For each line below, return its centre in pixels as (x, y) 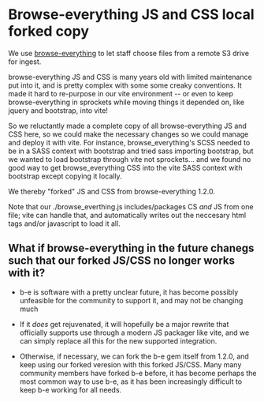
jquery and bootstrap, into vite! (58, 110)
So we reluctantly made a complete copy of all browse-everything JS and (127, 126)
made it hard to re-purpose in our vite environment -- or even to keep (121, 93)
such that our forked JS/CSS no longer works (121, 261)
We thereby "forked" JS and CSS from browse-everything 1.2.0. (112, 191)
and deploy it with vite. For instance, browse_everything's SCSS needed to (129, 142)
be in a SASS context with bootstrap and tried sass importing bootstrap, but (131, 151)
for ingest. (25, 62)
